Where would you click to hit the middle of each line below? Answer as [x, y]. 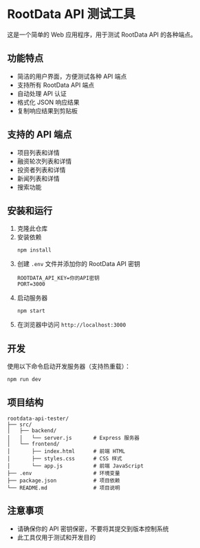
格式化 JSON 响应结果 [48, 102]
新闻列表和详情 [38, 178]
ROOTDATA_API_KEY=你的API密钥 [58, 278]
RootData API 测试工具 [71, 14]
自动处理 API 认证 [42, 93]
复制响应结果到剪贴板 [47, 110]
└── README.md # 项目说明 [64, 488]
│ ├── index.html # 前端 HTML [66, 451]
